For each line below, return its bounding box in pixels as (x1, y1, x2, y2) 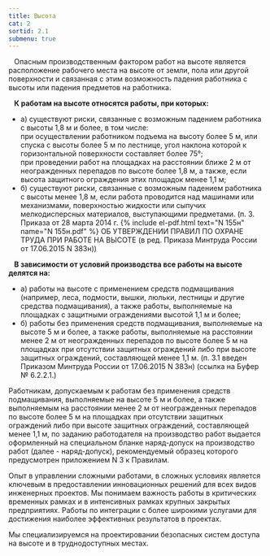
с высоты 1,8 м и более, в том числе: (20, 123, 149, 132)
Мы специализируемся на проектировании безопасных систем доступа (8, 530, 260, 540)
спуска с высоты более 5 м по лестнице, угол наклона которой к (20, 140, 246, 150)
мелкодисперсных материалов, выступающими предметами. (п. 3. (20, 209, 255, 219)
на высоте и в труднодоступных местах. (8, 538, 149, 549)
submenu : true (8, 34, 57, 43)
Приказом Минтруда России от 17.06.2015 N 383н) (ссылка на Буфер (20, 362, 259, 371)
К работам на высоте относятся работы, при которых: (14, 98, 209, 108)
